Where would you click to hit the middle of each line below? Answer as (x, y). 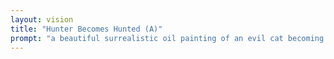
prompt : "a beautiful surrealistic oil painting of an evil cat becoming (167, 38)
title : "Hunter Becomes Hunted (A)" (86, 29)
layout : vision (42, 19)
